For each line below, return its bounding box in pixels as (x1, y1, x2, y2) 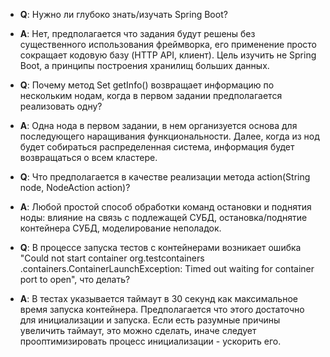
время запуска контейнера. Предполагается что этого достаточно (19, 304, 305, 315)
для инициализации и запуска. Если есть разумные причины (19, 314, 281, 326)
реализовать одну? (19, 100, 103, 112)
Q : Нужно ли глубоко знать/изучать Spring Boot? (19, 9, 228, 20)
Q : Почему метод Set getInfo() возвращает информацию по (19, 79, 275, 91)
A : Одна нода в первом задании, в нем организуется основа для (19, 120, 298, 131)
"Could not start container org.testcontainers (19, 252, 205, 264)
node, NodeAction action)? (19, 182, 131, 193)
